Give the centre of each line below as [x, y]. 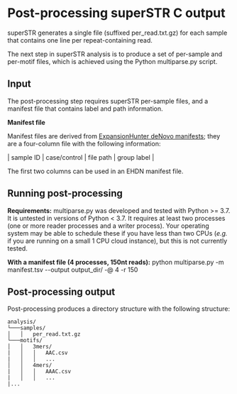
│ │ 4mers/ [30, 366]
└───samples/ [27, 328]
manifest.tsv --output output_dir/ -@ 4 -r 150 [73, 269]
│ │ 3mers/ [30, 347]
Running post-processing [65, 193]
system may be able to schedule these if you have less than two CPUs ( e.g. [117, 233]
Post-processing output [61, 291]
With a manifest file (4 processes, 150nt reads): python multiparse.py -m [116, 262]
